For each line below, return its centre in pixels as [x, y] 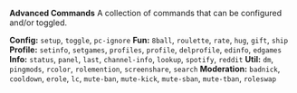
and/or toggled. [38, 23]
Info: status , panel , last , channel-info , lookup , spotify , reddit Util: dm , [142, 59]
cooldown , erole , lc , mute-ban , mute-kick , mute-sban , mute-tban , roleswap [143, 79]
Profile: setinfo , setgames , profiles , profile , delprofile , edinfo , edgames [146, 50]
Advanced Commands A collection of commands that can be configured [146, 13]
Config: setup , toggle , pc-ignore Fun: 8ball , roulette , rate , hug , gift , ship [148, 40]
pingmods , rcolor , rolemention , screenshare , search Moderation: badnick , [145, 69]
